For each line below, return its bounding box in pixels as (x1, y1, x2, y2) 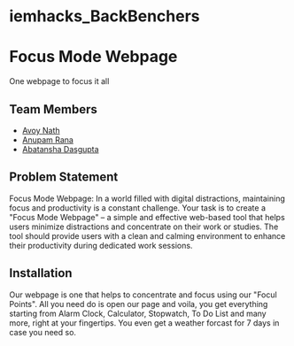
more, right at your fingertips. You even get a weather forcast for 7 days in (9, 317, 280, 328)
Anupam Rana (21, 135, 73, 145)
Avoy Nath (21, 125, 60, 135)
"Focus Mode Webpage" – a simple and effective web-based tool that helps (9, 211, 285, 222)
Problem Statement (9, 170, 119, 185)
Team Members (9, 102, 97, 117)
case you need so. (9, 327, 77, 337)
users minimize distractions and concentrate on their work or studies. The (9, 221, 279, 232)
